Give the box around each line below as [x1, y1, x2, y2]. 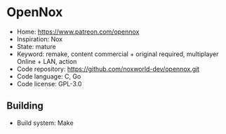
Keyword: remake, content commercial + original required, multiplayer [16, 50, 219, 58]
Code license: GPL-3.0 [16, 79, 82, 88]
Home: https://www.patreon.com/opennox [16, 27, 140, 36]
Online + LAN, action [16, 57, 77, 65]
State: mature [16, 42, 57, 51]
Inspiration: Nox [16, 34, 63, 43]
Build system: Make [16, 119, 74, 127]
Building [6, 100, 44, 112]
